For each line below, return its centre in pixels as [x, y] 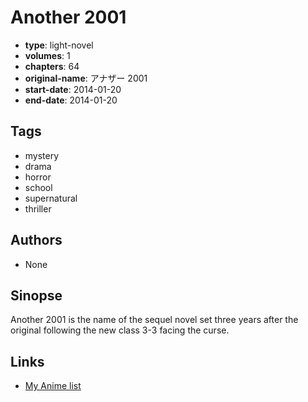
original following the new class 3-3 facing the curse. [120, 330]
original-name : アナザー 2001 [86, 78]
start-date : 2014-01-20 [73, 89]
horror [38, 177]
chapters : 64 [52, 66]
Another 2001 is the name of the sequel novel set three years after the [154, 320]
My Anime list [53, 386]
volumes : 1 [47, 55]
